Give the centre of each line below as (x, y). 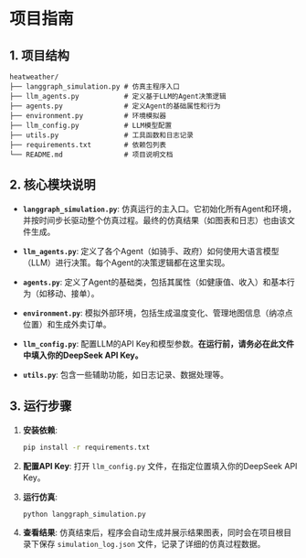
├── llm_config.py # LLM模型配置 (90, 125)
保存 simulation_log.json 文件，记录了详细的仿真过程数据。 (152, 544)
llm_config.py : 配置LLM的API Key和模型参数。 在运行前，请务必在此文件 (158, 343)
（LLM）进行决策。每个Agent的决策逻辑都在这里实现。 (126, 263)
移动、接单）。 (73, 293)
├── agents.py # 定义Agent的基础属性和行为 (115, 106)
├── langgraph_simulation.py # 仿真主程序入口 (95, 87)
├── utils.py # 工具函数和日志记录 (101, 135)
